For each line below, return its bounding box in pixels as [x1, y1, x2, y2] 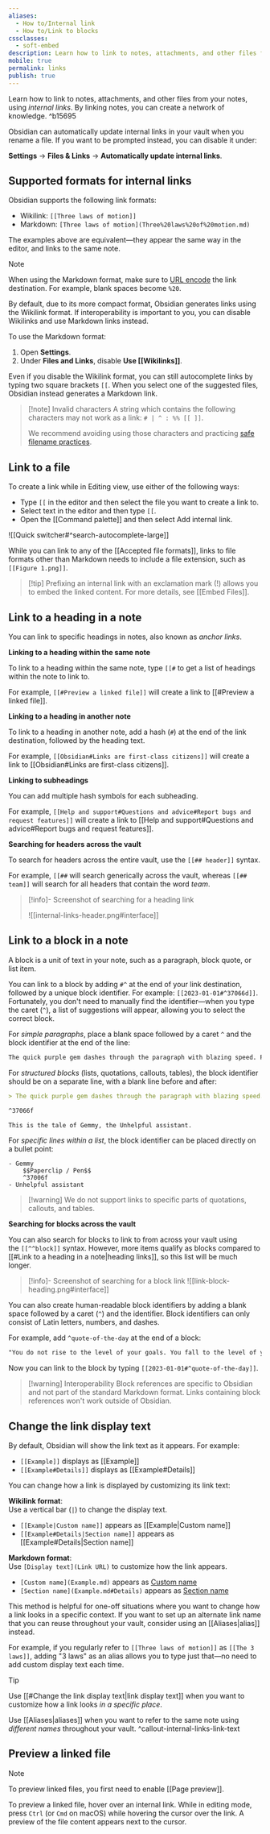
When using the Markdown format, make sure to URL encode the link [8, 275, 237, 284]
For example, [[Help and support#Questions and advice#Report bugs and [8, 807, 252, 816]
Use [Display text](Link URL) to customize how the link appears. [8, 1562, 227, 1571]
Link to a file [8, 460, 71, 474]
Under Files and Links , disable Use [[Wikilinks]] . [19, 356, 182, 366]
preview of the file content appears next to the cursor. [8, 1816, 187, 1826]
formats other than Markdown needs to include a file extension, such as [8, 554, 247, 564]
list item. [8, 964, 36, 973]
